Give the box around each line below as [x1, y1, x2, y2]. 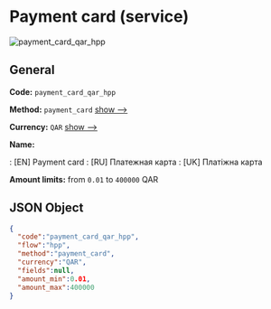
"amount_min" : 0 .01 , [17, 274, 91, 284]
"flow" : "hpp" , [17, 241, 70, 250]
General [9, 62, 56, 78]
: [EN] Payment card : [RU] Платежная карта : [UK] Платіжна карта [9, 156, 263, 167]
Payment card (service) [9, 6, 190, 27]
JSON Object [9, 201, 84, 216]
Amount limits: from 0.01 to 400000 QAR [9, 173, 159, 184]
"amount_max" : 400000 [17, 283, 95, 292]
